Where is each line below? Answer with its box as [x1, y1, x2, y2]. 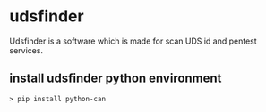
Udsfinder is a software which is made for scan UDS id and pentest [9, 36, 257, 46]
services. [9, 44, 43, 55]
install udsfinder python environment [9, 71, 222, 86]
